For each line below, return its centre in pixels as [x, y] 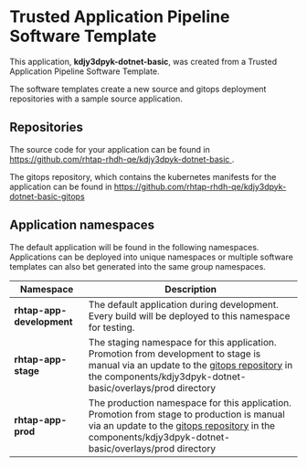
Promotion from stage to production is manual [186, 414]
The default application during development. [183, 304]
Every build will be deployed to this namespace [189, 315]
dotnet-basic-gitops [47, 196]
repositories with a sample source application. [96, 99]
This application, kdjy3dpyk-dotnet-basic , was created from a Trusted [143, 61]
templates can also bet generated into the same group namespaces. [138, 266]
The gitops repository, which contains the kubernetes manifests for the [143, 176]
